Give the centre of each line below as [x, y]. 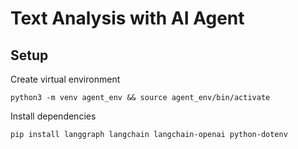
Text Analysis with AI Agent [127, 18]
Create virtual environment [65, 79]
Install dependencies [53, 116]
